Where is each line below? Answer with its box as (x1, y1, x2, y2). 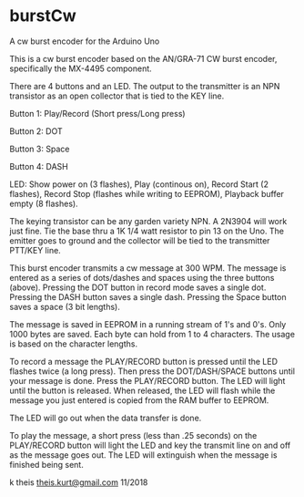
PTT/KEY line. (9, 244, 61, 255)
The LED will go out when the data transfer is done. (9, 412, 202, 423)
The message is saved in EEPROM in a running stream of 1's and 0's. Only (9, 318, 287, 329)
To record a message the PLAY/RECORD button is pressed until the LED (9, 356, 279, 367)
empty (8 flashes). (9, 198, 79, 209)
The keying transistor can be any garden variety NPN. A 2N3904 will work (9, 215, 288, 226)
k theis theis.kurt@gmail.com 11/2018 (9, 476, 148, 488)
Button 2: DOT (9, 125, 64, 137)
